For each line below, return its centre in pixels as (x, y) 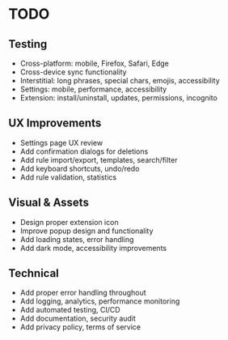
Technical (34, 273)
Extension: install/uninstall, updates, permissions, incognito (119, 98)
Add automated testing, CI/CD (70, 310)
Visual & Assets (49, 203)
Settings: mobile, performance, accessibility (93, 89)
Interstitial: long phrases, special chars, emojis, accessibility (120, 81)
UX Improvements (55, 123)
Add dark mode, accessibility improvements (93, 248)
